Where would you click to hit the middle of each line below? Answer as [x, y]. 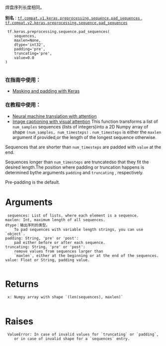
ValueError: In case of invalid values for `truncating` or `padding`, [83, 335]
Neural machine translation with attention [54, 116]
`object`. [15, 234]
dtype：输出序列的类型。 [27, 225]
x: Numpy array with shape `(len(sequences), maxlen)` [65, 297]
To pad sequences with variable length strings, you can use [79, 230]
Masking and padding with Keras [46, 91]
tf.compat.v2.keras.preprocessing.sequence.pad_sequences [66, 23]
